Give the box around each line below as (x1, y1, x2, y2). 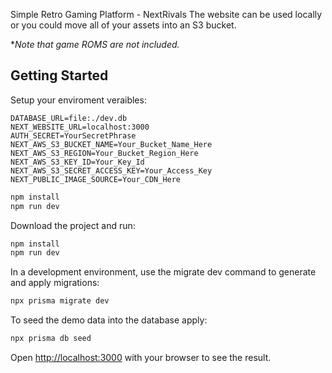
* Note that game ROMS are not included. (10, 39, 180, 50)
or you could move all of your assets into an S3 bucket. (10, 19, 237, 31)
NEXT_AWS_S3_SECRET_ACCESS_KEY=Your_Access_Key (10, 165, 213, 176)
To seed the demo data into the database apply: (10, 314, 208, 326)
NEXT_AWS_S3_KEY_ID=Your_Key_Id (10, 157, 145, 167)
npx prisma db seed (10, 334, 92, 344)
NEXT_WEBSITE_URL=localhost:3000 (10, 122, 150, 132)
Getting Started (10, 67, 109, 84)
